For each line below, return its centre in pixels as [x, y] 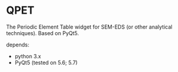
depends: [18, 45]
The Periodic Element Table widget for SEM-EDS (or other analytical [89, 27]
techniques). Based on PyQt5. [42, 33]
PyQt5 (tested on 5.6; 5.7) [46, 62]
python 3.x [28, 56]
